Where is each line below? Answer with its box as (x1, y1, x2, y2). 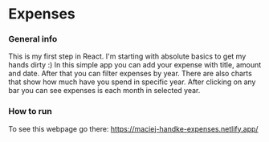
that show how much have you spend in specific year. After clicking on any (8, 77, 256, 87)
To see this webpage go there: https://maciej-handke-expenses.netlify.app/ (8, 124, 259, 133)
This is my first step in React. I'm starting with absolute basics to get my (8, 51, 247, 61)
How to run (8, 106, 52, 117)
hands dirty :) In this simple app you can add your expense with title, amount (8, 60, 262, 70)
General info (8, 34, 58, 45)
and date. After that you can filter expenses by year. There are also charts (8, 69, 253, 79)
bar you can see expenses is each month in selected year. (8, 86, 201, 95)
